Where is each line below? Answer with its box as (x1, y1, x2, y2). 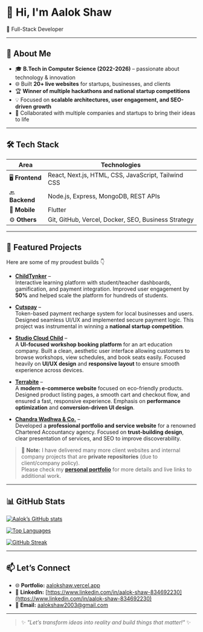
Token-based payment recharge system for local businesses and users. (14, 310, 194, 317)
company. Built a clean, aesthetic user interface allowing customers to (14, 347, 190, 355)
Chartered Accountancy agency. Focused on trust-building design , (14, 428, 184, 436)
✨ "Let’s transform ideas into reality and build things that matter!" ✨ (21, 619, 192, 626)
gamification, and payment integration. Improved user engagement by (14, 285, 189, 292)
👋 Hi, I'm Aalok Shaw (6, 5, 112, 19)
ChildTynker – (14, 272, 51, 280)
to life (14, 115, 30, 123)
